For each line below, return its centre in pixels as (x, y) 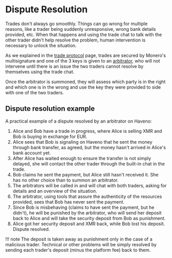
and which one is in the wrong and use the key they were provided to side (83, 87)
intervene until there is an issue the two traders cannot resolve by (74, 66)
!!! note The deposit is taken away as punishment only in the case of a (79, 239)
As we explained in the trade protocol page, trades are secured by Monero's (86, 55)
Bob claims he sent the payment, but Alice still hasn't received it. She (85, 174)
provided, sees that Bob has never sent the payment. (68, 202)
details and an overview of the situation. (55, 191)
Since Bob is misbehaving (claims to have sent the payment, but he (83, 207)
